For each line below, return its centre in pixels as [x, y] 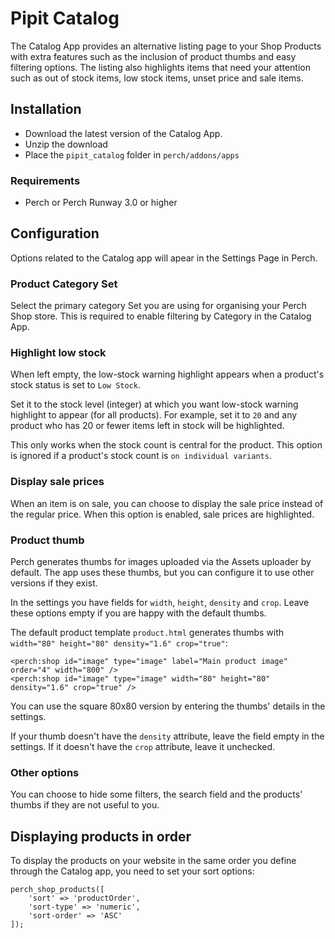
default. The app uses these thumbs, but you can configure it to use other [162, 573]
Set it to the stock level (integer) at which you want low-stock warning [154, 404]
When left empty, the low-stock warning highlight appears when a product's [167, 374]
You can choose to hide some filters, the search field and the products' [156, 794]
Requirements [45, 180]
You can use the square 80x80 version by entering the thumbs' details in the [168, 706]
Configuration [55, 233]
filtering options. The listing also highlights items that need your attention [160, 67]
